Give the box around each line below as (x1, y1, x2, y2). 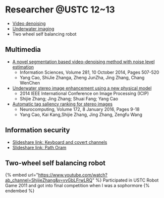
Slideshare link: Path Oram (12, 144, 67, 150)
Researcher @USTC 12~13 (5, 4, 115, 15)
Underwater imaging (12, 25, 55, 31)
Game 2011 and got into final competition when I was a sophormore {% (5, 183, 150, 189)
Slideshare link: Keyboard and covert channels (12, 139, 108, 145)
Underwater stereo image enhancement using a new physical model (12, 85, 152, 91)
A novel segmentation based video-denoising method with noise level (12, 59, 155, 65)
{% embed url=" (5, 172, 39, 178)
